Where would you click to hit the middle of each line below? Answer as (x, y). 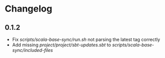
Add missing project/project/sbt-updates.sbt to (62, 45)
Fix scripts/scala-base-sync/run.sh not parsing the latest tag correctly (86, 39)
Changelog (29, 9)
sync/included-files (32, 50)
